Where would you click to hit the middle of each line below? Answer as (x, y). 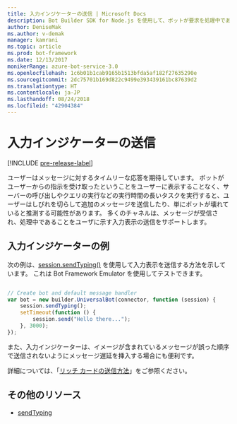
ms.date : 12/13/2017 (38, 60)
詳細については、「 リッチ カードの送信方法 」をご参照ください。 (99, 370)
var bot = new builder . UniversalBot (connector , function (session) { (112, 300)
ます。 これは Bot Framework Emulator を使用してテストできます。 (110, 273)
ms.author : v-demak (36, 34)
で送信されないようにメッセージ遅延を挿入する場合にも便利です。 (103, 355)
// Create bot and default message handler (72, 293)
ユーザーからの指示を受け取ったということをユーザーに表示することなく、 (115, 186)
